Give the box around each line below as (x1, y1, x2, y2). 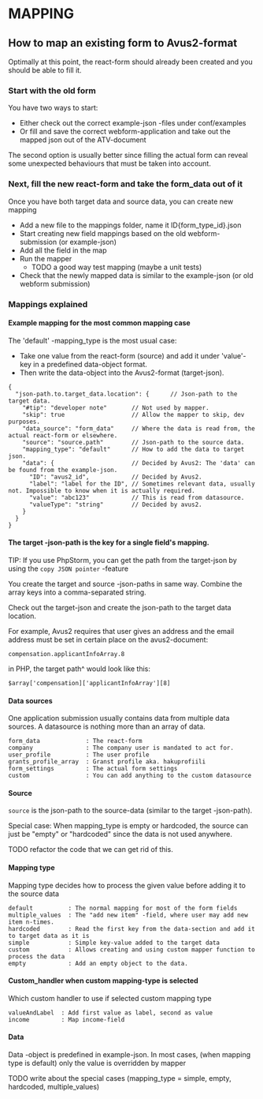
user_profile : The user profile (8, 751, 150, 759)
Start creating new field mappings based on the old (19, 228, 187, 238)
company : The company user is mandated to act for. (8, 744, 235, 752)
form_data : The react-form (8, 737, 143, 745)
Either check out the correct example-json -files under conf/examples (19, 118, 246, 128)
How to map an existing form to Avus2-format (8, 36, 238, 50)
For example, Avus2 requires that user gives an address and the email (8, 626, 235, 636)
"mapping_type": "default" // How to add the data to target (22, 445, 245, 453)
